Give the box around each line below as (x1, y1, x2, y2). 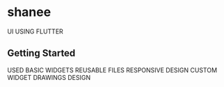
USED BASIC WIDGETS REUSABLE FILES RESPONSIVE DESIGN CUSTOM (7, 65, 218, 74)
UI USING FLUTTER (7, 27, 64, 35)
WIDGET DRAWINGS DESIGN (7, 73, 91, 81)
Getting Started (7, 47, 76, 59)
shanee (7, 4, 51, 20)
